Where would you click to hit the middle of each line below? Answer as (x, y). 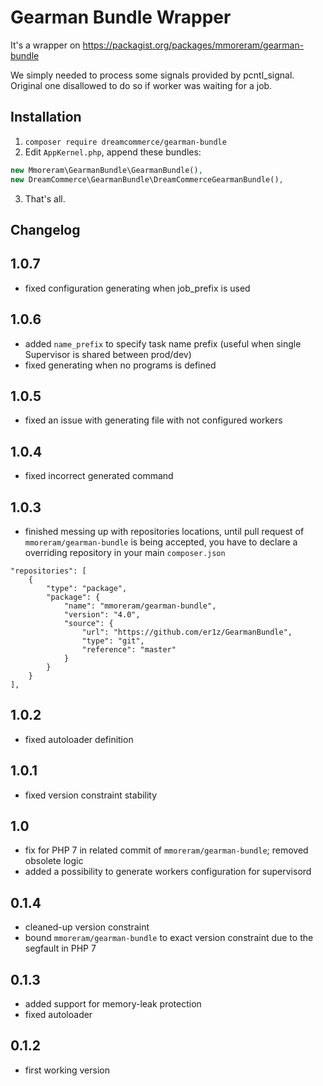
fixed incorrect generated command (99, 476)
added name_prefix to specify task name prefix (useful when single (163, 343)
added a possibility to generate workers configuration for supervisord (168, 872)
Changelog (45, 229)
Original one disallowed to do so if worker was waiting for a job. (141, 85)
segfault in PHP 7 (60, 948)
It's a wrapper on (45, 45)
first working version (67, 1070)
